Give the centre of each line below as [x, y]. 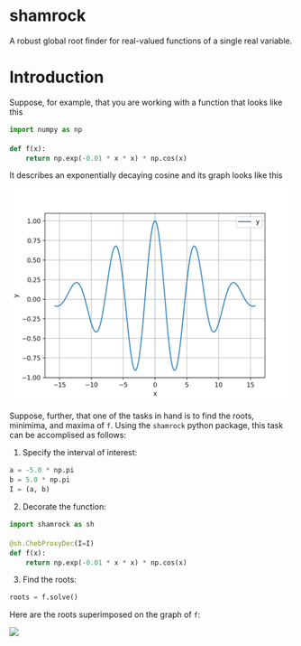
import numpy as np [46, 129]
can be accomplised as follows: [68, 435]
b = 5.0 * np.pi [40, 480]
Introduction [57, 77]
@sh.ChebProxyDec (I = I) [52, 543]
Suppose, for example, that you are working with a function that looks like [146, 102]
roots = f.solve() [44, 597]
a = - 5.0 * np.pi [42, 471]
